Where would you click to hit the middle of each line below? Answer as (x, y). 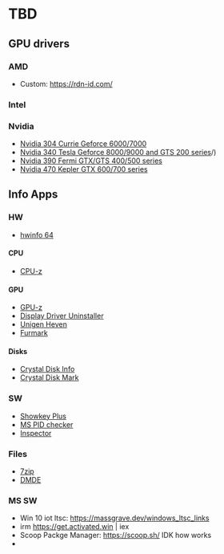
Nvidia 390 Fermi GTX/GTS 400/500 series (91, 161)
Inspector (36, 433)
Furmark (34, 333)
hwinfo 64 (37, 234)
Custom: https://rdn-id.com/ (66, 84)
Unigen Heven (44, 324)
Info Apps (33, 195)
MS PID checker (46, 424)
